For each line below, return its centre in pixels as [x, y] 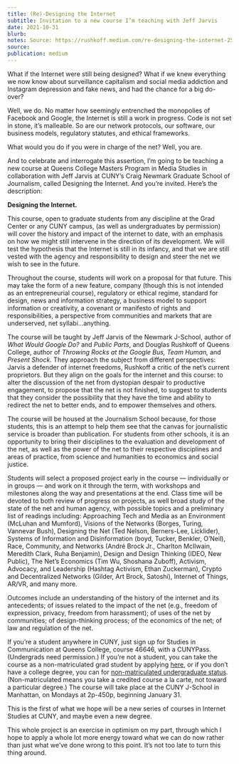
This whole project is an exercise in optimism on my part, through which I [115, 730]
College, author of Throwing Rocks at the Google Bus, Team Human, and [115, 352]
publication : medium [38, 54]
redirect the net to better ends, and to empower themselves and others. [112, 405]
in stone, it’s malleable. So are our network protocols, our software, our [111, 125]
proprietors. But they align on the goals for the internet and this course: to [115, 375]
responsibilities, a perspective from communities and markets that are [110, 315]
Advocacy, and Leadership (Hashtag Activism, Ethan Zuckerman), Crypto [115, 569]
